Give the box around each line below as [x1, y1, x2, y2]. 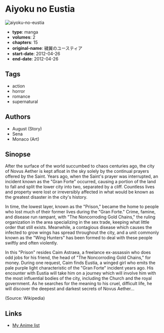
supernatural [12, 99, 38, 104]
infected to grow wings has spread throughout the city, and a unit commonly [5, 229, 159, 235]
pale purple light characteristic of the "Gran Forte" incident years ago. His [5, 265, 154, 271]
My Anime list [12, 322, 40, 328]
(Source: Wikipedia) [5, 295, 45, 301]
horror [12, 88, 25, 94]
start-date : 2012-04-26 [12, 50, 60, 57]
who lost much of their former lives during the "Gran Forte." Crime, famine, [5, 209, 156, 215]
